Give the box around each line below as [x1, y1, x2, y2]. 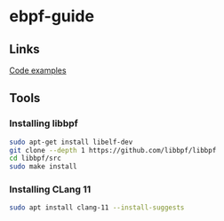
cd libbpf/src [9, 154, 62, 163]
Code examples [9, 65, 67, 75]
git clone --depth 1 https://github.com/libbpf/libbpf [9, 146, 217, 154]
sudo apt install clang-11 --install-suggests [9, 203, 185, 212]
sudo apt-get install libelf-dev [9, 138, 133, 146]
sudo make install [9, 162, 77, 171]
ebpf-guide [9, 6, 95, 27]
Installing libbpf [9, 117, 78, 130]
